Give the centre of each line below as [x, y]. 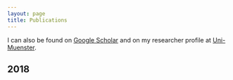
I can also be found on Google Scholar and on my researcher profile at [109, 40]
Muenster [21, 47]
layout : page [26, 14]
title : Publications [38, 20]
